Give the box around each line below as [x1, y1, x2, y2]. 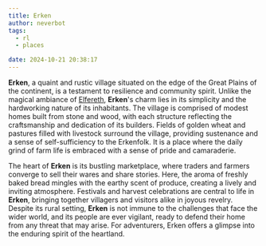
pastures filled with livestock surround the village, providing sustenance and [8, 129, 259, 138]
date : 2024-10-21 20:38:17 [8, 56, 98, 64]
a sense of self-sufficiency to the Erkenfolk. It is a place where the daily [8, 137, 243, 146]
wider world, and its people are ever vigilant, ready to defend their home [8, 212, 245, 221]
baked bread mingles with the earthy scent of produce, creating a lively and [8, 178, 257, 188]
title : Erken [8, 11, 52, 20]
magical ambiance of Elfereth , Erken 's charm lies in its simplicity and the [8, 95, 247, 104]
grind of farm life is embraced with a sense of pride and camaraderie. [8, 145, 237, 155]
